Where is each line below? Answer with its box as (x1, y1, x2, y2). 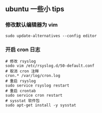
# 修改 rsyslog (5, 59, 36, 64)
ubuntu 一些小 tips (5, 5, 65, 14)
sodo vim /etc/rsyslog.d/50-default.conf (5, 63, 95, 68)
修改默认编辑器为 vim (5, 21, 58, 29)
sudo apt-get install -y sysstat (5, 102, 76, 108)
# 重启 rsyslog (5, 78, 36, 83)
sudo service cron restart (5, 93, 63, 98)
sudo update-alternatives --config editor (5, 33, 97, 38)
